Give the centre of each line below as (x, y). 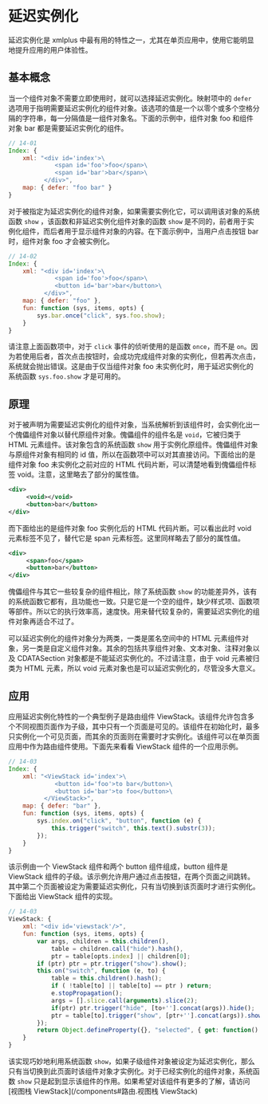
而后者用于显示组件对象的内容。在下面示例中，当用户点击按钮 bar (151, 231)
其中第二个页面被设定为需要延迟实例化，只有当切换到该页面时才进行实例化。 (134, 886)
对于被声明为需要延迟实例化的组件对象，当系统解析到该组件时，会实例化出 (130, 425)
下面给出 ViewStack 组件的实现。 (63, 897)
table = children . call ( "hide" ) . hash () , (117, 949)
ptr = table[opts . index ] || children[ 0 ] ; (121, 956)
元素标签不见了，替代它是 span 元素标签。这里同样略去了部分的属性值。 (127, 538)
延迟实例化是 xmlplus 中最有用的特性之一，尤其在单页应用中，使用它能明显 (131, 40)
